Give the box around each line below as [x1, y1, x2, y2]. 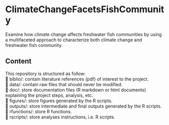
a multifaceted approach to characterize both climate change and [5, 37, 142, 43]
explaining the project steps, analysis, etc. [5, 92, 93, 98]
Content [5, 57, 32, 66]
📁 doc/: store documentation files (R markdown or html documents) [5, 87, 146, 93]
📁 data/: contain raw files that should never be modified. [5, 81, 123, 87]
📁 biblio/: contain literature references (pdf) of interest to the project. [5, 76, 149, 82]
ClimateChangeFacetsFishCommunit [5, 4, 164, 15]
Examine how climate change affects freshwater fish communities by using [5, 31, 162, 37]
